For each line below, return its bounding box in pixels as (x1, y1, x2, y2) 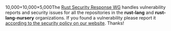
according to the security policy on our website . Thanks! (5, 20, 124, 26)
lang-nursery (5, 15, 34, 20)
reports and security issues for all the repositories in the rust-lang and (5, 9, 154, 15)
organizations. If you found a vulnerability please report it (35, 15, 156, 20)
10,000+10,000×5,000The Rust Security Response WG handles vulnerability (5, 4, 166, 10)
